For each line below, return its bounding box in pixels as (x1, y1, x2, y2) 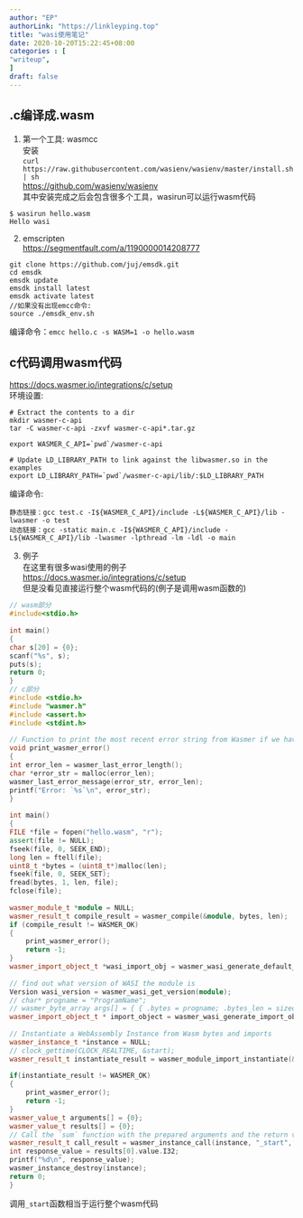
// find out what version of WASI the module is (9, 979, 196, 988)
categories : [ (9, 47, 67, 56)
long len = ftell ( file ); (9, 853, 103, 862)
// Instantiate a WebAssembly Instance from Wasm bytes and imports (9, 1029, 272, 1038)
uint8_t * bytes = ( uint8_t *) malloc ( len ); (9, 861, 168, 870)
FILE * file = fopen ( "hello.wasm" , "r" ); (9, 828, 164, 837)
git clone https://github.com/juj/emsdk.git (9, 259, 179, 269)
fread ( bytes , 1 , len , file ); (9, 878, 119, 887)
